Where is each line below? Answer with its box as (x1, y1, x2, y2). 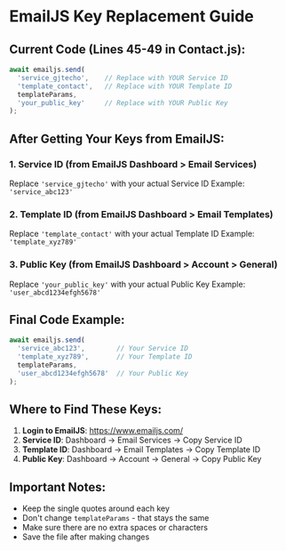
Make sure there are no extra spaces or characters (21, 523, 209, 533)
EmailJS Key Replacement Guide (9, 6, 255, 27)
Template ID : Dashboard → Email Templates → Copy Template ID (21, 444, 261, 455)
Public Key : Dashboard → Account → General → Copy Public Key (21, 454, 262, 465)
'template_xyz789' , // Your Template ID (17, 352, 193, 361)
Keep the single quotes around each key (21, 503, 171, 514)
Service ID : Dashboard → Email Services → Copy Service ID (21, 434, 242, 446)
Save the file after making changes (21, 531, 150, 542)
